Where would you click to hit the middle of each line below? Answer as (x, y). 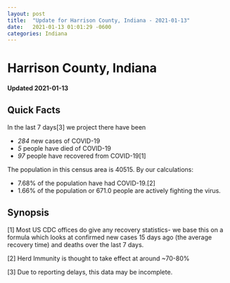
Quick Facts (34, 110)
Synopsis (28, 213)
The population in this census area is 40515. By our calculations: (100, 169)
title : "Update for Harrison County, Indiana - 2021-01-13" (99, 20)
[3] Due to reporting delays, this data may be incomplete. (90, 272)
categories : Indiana (38, 33)
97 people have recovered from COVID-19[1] (82, 156)
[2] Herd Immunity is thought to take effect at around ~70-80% (98, 258)
